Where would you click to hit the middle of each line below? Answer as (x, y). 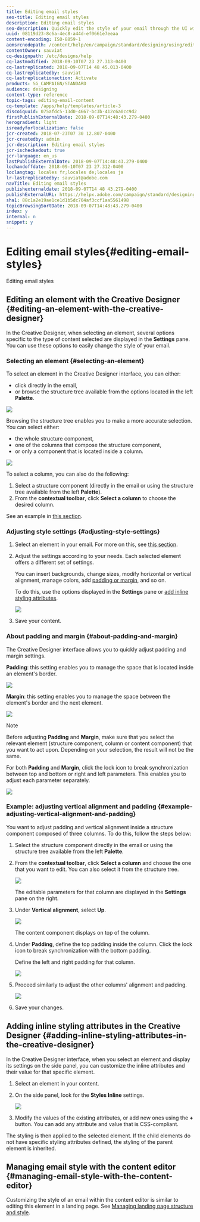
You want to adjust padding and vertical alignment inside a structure (90, 827)
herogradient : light (32, 123)
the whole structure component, (54, 438)
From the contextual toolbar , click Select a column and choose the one (103, 863)
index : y (17, 211)
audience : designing (32, 89)
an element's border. (32, 674)
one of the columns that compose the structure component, (88, 445)
